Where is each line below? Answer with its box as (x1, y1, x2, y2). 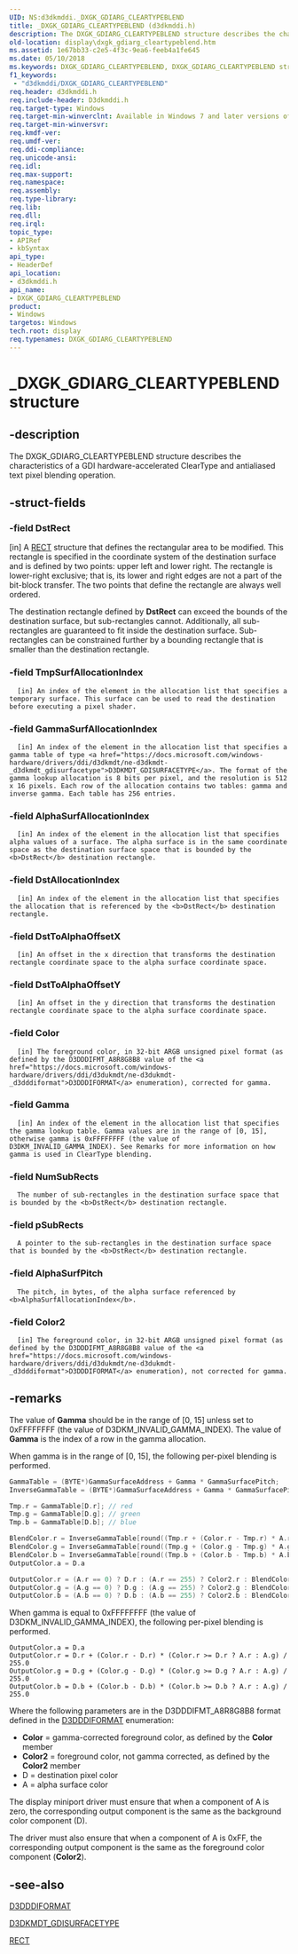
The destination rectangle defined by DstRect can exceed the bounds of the (9, 606, 288, 617)
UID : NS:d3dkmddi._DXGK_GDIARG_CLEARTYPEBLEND (9, 12, 184, 22)
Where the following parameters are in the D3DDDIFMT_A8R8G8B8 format (9, 1705, 281, 1716)
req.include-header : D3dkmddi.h (9, 95, 129, 105)
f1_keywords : (9, 71, 58, 80)
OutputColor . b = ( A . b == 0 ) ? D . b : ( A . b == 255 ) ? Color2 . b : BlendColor (9, 1591, 292, 1601)
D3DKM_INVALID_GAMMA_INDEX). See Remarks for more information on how (9, 1142, 276, 1151)
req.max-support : (9, 170, 74, 178)
